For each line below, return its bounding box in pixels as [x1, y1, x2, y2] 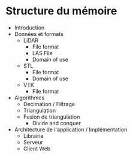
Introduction [14, 24, 45, 31]
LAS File [32, 49, 53, 56]
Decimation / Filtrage [23, 100, 75, 107]
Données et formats [14, 30, 64, 37]
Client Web [23, 145, 51, 152]
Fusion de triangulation [23, 113, 80, 120]
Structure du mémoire [5, 4, 117, 18]
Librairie [23, 132, 44, 139]
